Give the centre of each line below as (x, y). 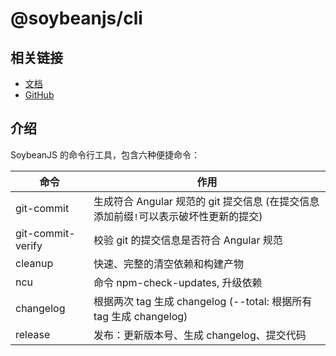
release (33, 334)
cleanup (34, 263)
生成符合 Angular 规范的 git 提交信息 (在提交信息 (206, 201)
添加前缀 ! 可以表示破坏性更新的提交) (178, 216)
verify (29, 245)
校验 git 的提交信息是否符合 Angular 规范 (188, 240)
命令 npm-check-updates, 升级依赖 (178, 282)
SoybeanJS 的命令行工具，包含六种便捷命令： (105, 154)
